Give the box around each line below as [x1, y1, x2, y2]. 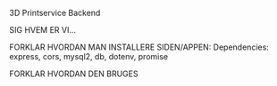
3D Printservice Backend [9, 8, 101, 18]
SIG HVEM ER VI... [9, 25, 77, 35]
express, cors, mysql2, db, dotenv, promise [9, 51, 169, 61]
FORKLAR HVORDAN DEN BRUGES [9, 68, 138, 79]
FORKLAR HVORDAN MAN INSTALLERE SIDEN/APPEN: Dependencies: [9, 42, 270, 52]
